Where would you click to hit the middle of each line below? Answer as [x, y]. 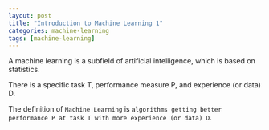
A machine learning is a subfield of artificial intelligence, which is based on [132, 61]
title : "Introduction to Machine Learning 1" [86, 23]
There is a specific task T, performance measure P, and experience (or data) [134, 85]
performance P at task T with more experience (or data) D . [110, 118]
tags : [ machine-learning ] [51, 38]
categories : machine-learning [59, 30]
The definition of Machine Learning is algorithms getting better [115, 109]
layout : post [30, 16]
